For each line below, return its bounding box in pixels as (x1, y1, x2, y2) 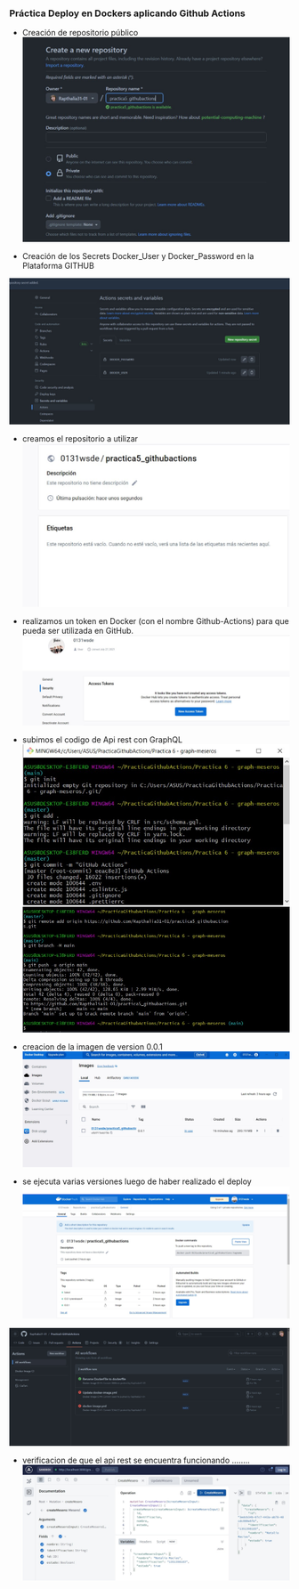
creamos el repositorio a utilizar (21, 434, 139, 444)
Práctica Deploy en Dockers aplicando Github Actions (9, 7, 246, 20)
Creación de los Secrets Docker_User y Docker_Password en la (21, 251, 255, 262)
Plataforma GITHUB (21, 261, 95, 272)
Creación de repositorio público (21, 28, 139, 38)
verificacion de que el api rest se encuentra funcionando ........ (21, 1455, 251, 1465)
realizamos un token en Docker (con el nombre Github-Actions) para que (21, 615, 289, 626)
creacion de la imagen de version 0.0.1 (21, 1041, 163, 1052)
